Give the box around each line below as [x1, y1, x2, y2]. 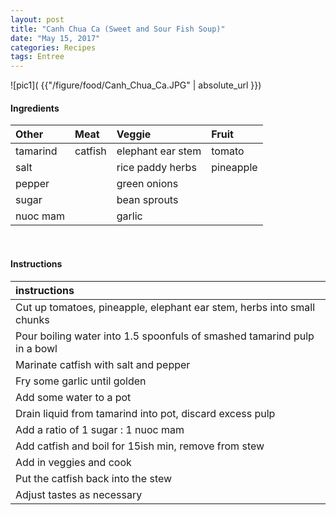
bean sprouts [116, 193, 179, 207]
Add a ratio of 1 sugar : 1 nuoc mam [15, 422, 185, 436]
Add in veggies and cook [15, 455, 132, 469]
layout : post [10, 14, 65, 25]
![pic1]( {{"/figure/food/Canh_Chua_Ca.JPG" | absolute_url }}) [10, 79, 262, 91]
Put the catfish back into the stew [15, 471, 173, 485]
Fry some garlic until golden [15, 374, 147, 388]
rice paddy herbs [116, 161, 197, 175]
